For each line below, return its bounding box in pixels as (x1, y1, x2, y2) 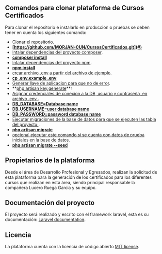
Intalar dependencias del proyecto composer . (12, 49, 103, 55)
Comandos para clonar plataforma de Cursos (5, 4, 144, 12)
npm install (12, 65, 35, 70)
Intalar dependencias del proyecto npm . (12, 59, 92, 65)
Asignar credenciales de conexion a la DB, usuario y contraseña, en (12, 90, 147, 96)
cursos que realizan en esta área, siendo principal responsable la (5, 179, 135, 185)
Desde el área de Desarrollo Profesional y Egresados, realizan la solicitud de (5, 169, 158, 175)
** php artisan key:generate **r (12, 85, 73, 91)
